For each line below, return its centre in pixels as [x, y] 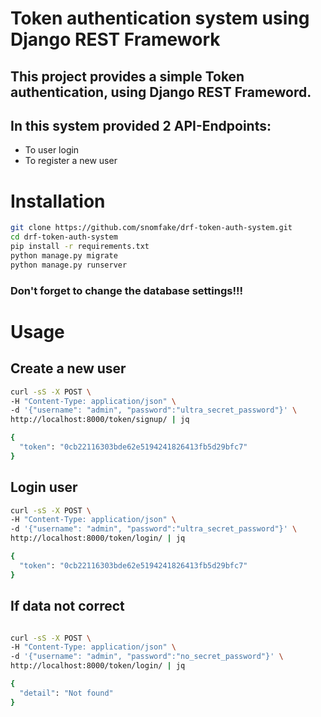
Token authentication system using [160, 18]
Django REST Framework [115, 39]
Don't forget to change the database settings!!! [127, 290]
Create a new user [68, 368]
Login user [44, 487]
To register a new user [71, 161]
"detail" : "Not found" [66, 693]
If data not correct [67, 606]
